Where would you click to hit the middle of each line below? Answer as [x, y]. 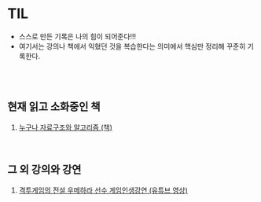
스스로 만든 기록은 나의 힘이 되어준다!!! [77, 36]
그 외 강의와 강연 [44, 170]
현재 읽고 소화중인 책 [54, 107]
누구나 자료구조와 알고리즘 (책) [66, 127]
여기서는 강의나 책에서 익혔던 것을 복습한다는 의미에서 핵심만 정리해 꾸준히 [132, 46]
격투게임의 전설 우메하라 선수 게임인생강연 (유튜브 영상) [103, 190]
